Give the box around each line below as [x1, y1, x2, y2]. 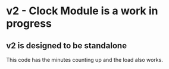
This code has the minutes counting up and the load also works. [6, 57, 164, 63]
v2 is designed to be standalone [6, 40, 127, 51]
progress [6, 17, 52, 30]
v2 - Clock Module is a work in [6, 4, 158, 18]
